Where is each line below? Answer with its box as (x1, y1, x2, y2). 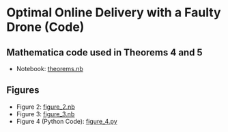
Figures (6, 84, 40, 96)
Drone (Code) (6, 19, 85, 35)
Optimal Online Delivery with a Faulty (6, 5, 221, 21)
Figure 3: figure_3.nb (16, 109, 75, 118)
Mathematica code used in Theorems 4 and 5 (6, 47, 203, 58)
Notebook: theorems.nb (16, 65, 83, 72)
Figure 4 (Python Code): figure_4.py (16, 117, 117, 125)
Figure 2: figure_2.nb (16, 103, 76, 111)
